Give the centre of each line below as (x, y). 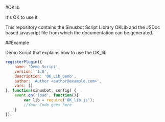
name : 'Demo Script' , (37, 67)
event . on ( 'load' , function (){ (47, 95)
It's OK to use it (21, 17)
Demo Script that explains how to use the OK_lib (56, 53)
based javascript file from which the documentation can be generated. (79, 33)
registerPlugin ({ (24, 62)
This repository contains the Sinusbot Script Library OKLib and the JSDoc (83, 27)
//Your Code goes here (48, 105)
